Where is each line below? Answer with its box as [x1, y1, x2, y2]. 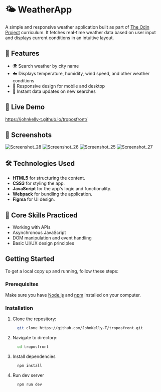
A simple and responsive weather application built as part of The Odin [5, 24, 149, 30]
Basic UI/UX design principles [12, 240, 74, 246]
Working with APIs [12, 224, 51, 230]
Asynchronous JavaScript [12, 229, 66, 235]
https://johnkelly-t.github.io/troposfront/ [5, 116, 88, 122]
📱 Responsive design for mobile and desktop [12, 83, 105, 89]
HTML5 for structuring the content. [12, 175, 85, 181]
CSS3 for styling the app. [12, 180, 65, 186]
